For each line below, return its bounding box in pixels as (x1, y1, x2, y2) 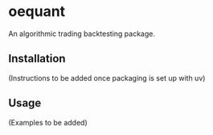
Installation (8, 52, 66, 66)
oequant (8, 2, 66, 21)
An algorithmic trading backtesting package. (8, 29, 155, 38)
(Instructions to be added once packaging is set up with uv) (8, 73, 206, 82)
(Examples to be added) (8, 117, 88, 127)
